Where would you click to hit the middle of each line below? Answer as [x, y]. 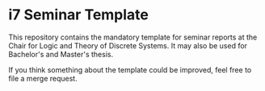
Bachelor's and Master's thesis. [61, 54]
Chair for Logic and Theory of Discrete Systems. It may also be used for [128, 45]
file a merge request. [43, 78]
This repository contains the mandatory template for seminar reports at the [133, 37]
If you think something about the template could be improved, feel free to [130, 69]
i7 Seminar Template [79, 15]
